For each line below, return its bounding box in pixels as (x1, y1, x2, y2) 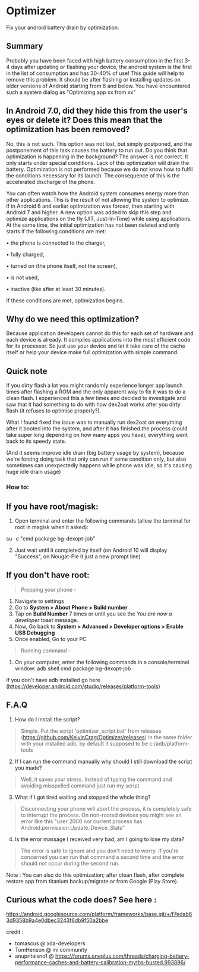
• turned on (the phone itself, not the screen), (6, 262, 118, 269)
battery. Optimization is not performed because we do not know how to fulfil (6, 165, 193, 173)
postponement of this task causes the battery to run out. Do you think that (6, 146, 188, 154)
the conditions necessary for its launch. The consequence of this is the (6, 171, 180, 179)
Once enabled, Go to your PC (14, 635, 87, 642)
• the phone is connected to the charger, (6, 239, 106, 246)
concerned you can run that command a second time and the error (20, 853, 184, 861)
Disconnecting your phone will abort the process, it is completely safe (20, 805, 192, 812)
